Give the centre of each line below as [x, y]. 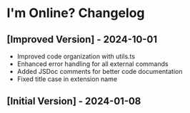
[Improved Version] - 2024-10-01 [82, 39]
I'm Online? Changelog [76, 13]
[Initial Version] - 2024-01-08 [74, 101]
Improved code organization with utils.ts [76, 56]
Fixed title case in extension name [67, 79]
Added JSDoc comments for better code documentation [100, 71]
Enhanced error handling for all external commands [92, 64]
